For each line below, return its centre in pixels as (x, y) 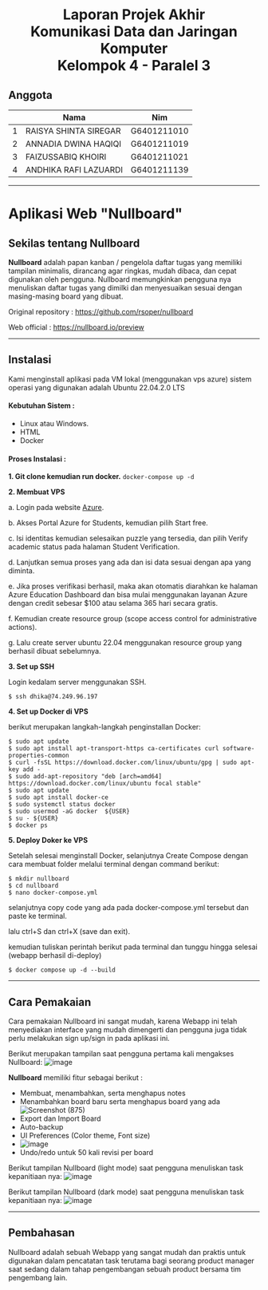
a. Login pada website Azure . (56, 508)
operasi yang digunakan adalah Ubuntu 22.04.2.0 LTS (97, 387)
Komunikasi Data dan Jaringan (134, 32)
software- (238, 749)
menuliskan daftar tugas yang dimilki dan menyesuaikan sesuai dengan (125, 288)
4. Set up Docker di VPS (49, 711)
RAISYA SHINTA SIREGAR (73, 131)
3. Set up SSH (31, 667)
